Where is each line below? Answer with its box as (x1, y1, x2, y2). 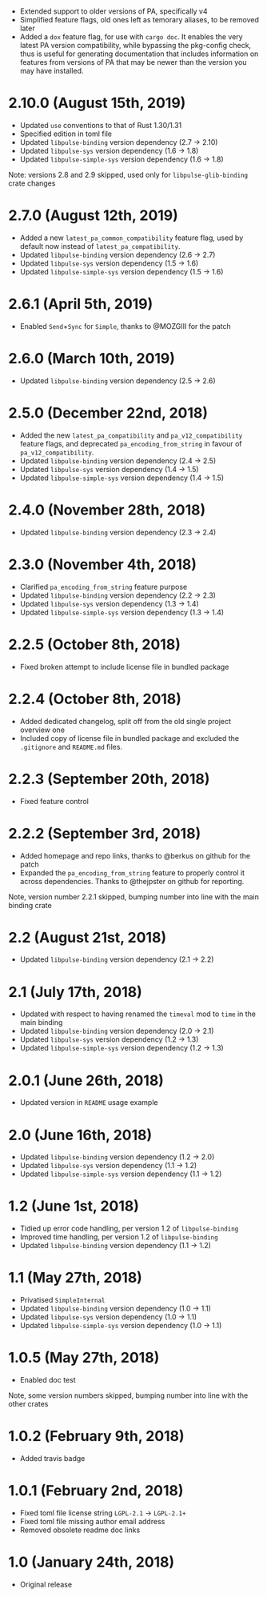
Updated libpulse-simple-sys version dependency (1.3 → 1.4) (19, 607, 225, 617)
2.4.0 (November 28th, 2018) (8, 501, 206, 519)
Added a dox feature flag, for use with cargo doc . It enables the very (19, 32, 243, 42)
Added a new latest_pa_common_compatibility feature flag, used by (19, 233, 244, 242)
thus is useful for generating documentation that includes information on (19, 49, 259, 58)
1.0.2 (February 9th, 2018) (8, 1427, 185, 1446)
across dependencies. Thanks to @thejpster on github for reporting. (19, 876, 245, 886)
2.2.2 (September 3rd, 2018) (8, 824, 201, 843)
